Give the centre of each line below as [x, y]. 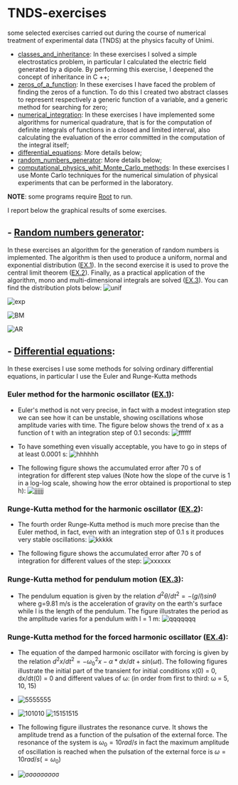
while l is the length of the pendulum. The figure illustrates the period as [123, 611]
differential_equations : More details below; [80, 152]
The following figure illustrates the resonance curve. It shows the [113, 727]
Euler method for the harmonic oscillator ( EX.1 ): [91, 394]
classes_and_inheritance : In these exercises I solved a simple [107, 54]
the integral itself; [43, 144]
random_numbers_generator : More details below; [90, 160]
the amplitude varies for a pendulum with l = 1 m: [89, 619]
